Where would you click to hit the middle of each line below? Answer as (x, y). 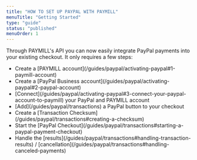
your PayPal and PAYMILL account (107, 100)
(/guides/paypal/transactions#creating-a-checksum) (79, 119)
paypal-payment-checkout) (49, 132)
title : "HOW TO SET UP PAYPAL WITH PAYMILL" (62, 12)
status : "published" (32, 28)
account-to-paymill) (39, 100)
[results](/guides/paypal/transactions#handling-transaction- (117, 138)
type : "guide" (24, 23)
